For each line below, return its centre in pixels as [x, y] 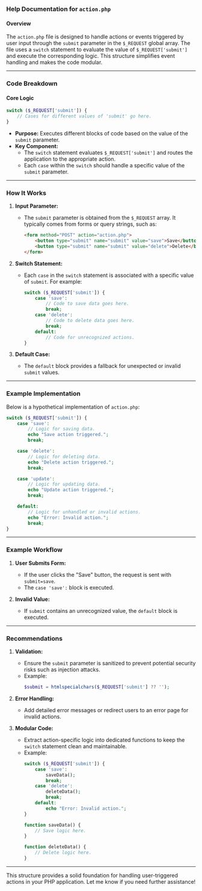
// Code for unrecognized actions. [90, 337]
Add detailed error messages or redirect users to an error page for [106, 710]
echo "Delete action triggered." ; [71, 462]
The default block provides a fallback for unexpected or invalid [103, 366]
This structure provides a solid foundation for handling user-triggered [92, 875]
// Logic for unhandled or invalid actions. [84, 512]
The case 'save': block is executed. [69, 587]
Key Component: [36, 146]
